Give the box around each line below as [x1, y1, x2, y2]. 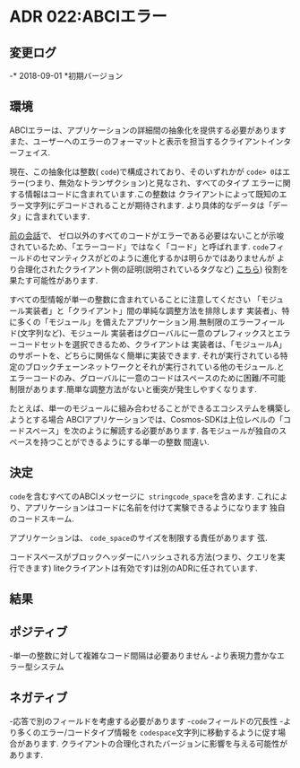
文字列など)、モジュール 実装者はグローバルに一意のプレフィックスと [20, 327, 276, 338]
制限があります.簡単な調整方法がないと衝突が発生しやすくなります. [9, 383, 257, 394]
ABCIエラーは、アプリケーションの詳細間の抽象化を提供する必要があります [9, 125, 287, 135]
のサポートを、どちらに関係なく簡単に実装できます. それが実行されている [9, 350, 280, 361]
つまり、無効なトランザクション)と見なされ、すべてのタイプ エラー [28, 177, 276, 188]
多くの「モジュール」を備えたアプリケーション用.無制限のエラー [16, 316, 253, 327]
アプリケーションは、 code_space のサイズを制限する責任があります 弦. [9, 532, 268, 543]
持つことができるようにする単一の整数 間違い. [39, 436, 210, 447]
